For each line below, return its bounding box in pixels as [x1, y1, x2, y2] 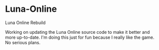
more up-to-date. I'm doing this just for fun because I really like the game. [5, 34, 155, 40]
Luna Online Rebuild [5, 20, 46, 25]
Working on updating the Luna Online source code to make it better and [5, 29, 150, 35]
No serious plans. [5, 39, 41, 45]
